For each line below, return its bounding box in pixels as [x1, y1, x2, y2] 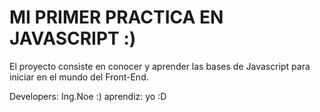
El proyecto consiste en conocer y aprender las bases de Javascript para [9, 60, 311, 72]
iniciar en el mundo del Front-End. [9, 71, 149, 83]
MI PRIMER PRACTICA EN [9, 6, 224, 29]
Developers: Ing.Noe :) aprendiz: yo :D [9, 90, 167, 102]
